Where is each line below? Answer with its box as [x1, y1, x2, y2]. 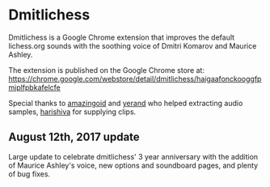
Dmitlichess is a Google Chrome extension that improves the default [8, 32, 235, 42]
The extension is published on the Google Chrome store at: [8, 65, 205, 74]
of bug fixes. [8, 168, 51, 179]
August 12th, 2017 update [8, 130, 140, 144]
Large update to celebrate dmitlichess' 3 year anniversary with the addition [8, 151, 259, 161]
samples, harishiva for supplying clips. [8, 107, 137, 117]
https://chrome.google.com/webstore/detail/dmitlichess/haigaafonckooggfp [8, 74, 262, 83]
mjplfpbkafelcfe [8, 83, 61, 92]
